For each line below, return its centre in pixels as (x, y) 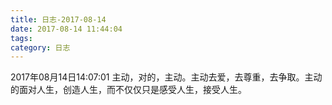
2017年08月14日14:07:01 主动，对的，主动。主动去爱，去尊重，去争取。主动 (166, 77)
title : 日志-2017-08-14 (58, 19)
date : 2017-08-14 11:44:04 (66, 29)
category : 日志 (40, 47)
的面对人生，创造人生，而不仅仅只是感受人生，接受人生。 (128, 90)
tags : (21, 38)
